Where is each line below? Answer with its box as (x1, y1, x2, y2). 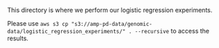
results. (7, 34, 29, 42)
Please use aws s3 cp (7, 19, 69, 27)
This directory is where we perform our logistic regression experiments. (7, 6, 213, 14)
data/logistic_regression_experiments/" (7, 28, 127, 35)
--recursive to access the (134, 27, 210, 35)
